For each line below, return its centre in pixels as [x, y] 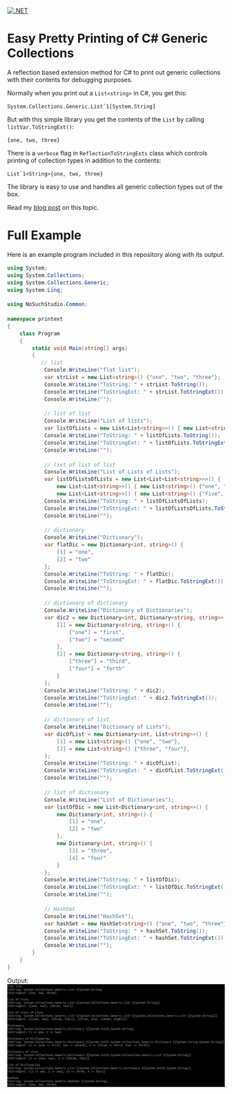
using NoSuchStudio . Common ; [48, 305]
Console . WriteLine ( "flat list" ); [92, 370]
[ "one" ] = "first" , [97, 632]
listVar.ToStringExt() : [41, 126]
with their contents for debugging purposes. [70, 79]
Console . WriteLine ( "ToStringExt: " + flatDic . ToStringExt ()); [135, 581]
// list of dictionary [77, 792]
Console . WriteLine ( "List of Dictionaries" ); [109, 800]
